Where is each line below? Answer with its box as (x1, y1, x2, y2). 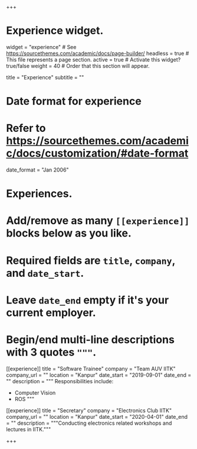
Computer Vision (14, 389, 56, 396)
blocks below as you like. (6, 227, 132, 240)
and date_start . (6, 266, 84, 280)
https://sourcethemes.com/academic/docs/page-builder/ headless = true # (6, 50, 189, 57)
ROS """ (14, 395, 34, 402)
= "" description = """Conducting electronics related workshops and (6, 419, 172, 427)
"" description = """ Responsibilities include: (6, 377, 114, 385)
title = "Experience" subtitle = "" (6, 73, 84, 80)
